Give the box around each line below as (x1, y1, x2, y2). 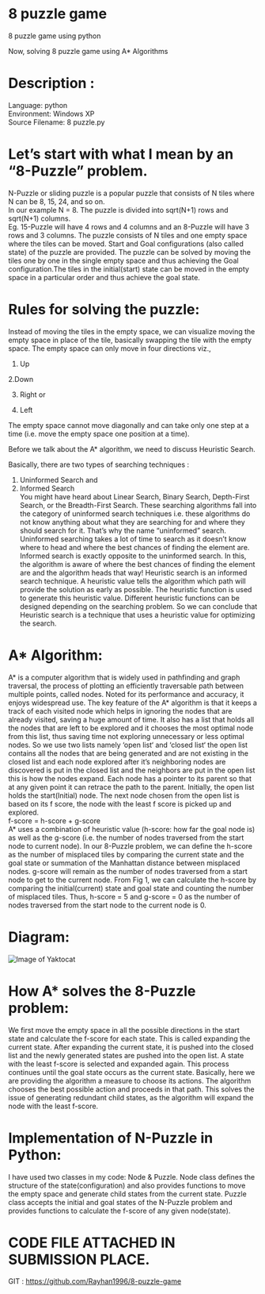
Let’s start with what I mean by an (8, 145, 234, 164)
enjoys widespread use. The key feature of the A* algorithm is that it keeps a (8, 698, 257, 707)
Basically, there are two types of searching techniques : (8, 460, 190, 469)
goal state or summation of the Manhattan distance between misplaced (8, 858, 240, 868)
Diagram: (8, 928, 70, 945)
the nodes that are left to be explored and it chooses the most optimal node (8, 723, 254, 733)
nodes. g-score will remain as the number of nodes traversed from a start (8, 866, 248, 876)
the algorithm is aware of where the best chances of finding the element (19, 559, 256, 568)
